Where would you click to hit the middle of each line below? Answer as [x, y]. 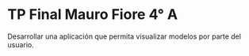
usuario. [21, 44]
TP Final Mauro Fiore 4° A [93, 15]
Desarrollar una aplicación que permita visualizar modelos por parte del [124, 36]
